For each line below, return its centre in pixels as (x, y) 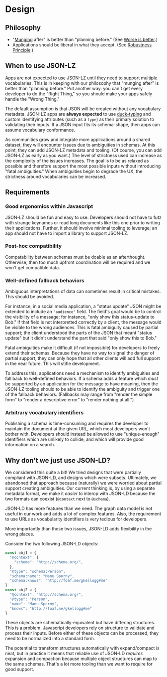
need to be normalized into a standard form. (50, 639)
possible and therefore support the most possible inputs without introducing (83, 166)
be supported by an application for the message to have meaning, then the (82, 384)
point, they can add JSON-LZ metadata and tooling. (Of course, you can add (83, 150)
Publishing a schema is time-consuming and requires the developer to (77, 423)
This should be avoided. (30, 297)
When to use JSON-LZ (41, 66)
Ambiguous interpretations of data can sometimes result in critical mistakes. (83, 291)
